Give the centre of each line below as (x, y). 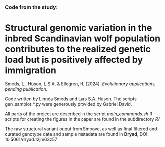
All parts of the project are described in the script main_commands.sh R (79, 114)
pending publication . (26, 89)
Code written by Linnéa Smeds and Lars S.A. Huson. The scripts (71, 99)
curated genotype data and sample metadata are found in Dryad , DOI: (77, 134)
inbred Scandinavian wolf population (83, 38)
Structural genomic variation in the (79, 28)
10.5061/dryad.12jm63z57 (31, 139)
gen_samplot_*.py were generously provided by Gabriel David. (69, 104)
